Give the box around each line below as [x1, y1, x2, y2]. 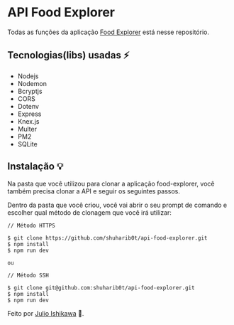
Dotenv [17, 102, 39, 110]
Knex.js [17, 117, 40, 125]
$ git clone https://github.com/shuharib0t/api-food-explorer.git [7, 234, 208, 242]
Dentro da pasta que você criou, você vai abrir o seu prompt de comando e [7, 201, 228, 209]
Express [17, 110, 42, 118]
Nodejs [17, 72, 39, 80]
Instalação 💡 [7, 161, 64, 173]
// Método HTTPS [7, 222, 55, 229]
